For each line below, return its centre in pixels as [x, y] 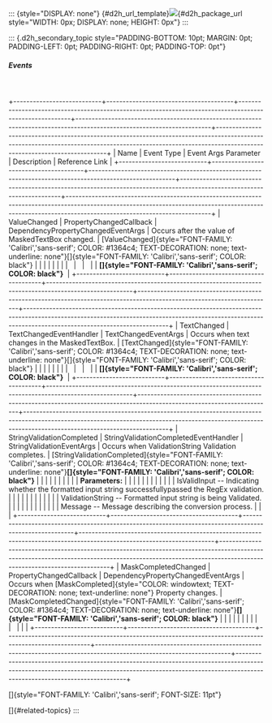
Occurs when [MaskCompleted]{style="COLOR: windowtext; [110, 583]
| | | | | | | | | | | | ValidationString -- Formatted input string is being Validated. [135, 497]
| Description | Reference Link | [60, 161]
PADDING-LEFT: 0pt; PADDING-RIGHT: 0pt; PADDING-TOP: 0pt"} [117, 46]
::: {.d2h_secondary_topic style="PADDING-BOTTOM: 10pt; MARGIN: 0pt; [131, 38]
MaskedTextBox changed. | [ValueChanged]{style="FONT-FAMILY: [121, 239]
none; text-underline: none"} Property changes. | [140, 592]
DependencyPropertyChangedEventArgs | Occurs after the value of [122, 230]
